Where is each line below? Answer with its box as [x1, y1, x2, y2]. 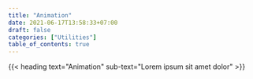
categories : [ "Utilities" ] [8, 33, 97, 41]
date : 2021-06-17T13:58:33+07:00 [8, 19, 118, 27]
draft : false [8, 26, 51, 34]
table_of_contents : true [8, 41, 90, 48]
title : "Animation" [8, 11, 73, 20]
